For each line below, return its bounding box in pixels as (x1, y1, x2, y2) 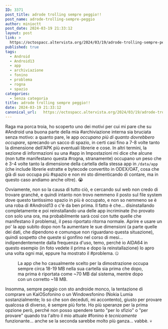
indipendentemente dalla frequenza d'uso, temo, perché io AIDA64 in (5, 239, 148, 245)
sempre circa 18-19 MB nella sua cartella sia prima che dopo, (17, 265, 143, 271)
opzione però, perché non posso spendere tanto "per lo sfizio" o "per (5, 307, 148, 313)
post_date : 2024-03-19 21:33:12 (5, 26, 72, 31)
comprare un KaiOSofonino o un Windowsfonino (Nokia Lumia (5, 291, 133, 297)
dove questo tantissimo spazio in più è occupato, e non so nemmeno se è (5, 197, 157, 203)
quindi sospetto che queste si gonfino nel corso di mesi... (5, 234, 123, 240)
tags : (5, 49, 16, 54)
